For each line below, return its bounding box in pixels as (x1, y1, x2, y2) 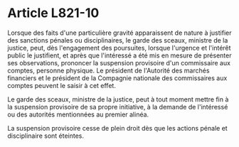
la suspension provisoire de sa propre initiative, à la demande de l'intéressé (7, 102, 228, 111)
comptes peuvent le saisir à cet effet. (7, 81, 116, 89)
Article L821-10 (7, 5, 100, 21)
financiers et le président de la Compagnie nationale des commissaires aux (7, 73, 228, 82)
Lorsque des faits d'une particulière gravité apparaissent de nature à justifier (7, 28, 232, 37)
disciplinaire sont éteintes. (7, 131, 84, 140)
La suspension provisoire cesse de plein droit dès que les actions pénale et (7, 124, 228, 132)
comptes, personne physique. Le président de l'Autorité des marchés (7, 66, 210, 75)
